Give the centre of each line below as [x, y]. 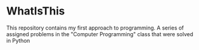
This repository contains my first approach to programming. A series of [95, 28]
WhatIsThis [35, 11]
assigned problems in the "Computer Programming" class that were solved [100, 34]
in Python [18, 40]
